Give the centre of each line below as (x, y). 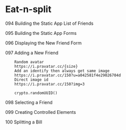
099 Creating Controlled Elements (41, 112)
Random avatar (29, 62)
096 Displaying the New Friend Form (44, 43)
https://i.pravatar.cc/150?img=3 (50, 84)
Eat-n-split (28, 9)
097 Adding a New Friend (32, 53)
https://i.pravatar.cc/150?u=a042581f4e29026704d (68, 75)
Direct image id (32, 79)
